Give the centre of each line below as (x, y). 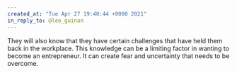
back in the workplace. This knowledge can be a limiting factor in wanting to (118, 48)
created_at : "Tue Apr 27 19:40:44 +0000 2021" (77, 14)
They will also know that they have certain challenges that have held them (115, 40)
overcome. (23, 63)
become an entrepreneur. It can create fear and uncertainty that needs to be (118, 56)
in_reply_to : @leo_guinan (45, 21)
